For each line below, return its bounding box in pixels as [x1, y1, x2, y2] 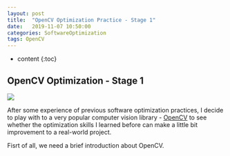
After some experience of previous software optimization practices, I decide [7, 106, 224, 114]
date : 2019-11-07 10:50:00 [7, 23, 91, 30]
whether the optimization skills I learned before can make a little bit [7, 120, 198, 128]
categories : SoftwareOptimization [7, 29, 107, 37]
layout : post [7, 10, 45, 17]
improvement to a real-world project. [7, 128, 112, 136]
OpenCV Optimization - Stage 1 [7, 75, 144, 86]
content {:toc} [17, 55, 57, 63]
